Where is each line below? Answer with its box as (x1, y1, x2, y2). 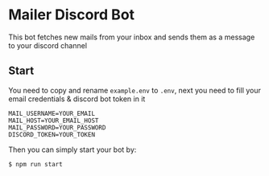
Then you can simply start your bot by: (8, 145, 137, 154)
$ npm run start (8, 160, 63, 168)
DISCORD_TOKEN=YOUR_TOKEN (8, 130, 95, 138)
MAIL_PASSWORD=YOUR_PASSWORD (8, 123, 106, 132)
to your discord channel (8, 40, 87, 50)
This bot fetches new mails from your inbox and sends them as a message (8, 32, 255, 42)
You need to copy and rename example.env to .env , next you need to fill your (8, 85, 262, 95)
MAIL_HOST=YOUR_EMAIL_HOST (8, 117, 99, 125)
